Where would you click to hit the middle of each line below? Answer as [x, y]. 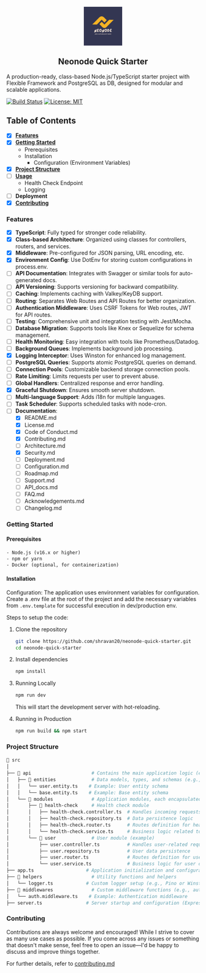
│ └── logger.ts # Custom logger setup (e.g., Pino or [96, 883]
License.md [39, 425]
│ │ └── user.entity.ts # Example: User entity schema [87, 786]
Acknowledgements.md [54, 501]
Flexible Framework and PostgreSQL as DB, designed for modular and [95, 83]
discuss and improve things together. [53, 951]
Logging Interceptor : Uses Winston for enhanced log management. [101, 355]
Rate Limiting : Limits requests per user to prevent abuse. [87, 376]
